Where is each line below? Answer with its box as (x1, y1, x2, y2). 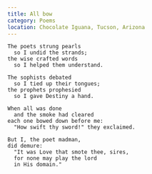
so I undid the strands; (14, 49, 88, 57)
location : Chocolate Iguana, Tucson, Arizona (7, 23, 145, 31)
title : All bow (7, 10, 53, 18)
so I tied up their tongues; (14, 80, 101, 87)
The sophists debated (7, 74, 72, 82)
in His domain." (14, 161, 62, 168)
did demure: (7, 143, 43, 150)
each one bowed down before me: (7, 118, 103, 125)
